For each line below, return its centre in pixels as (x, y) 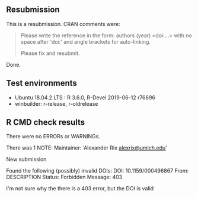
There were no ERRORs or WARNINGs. (53, 137)
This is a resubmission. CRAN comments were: (63, 24)
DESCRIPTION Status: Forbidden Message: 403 (64, 177)
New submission (26, 160)
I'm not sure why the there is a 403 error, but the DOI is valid (80, 189)
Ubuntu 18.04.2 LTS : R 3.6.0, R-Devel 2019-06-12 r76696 (85, 98)
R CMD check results (46, 123)
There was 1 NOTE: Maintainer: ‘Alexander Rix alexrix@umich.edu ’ (87, 148)
